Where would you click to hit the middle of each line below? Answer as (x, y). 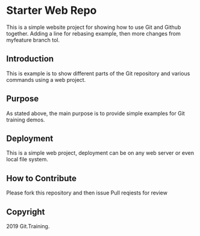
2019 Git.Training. (28, 226)
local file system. (27, 160)
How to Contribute (42, 178)
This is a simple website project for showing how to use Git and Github (94, 27)
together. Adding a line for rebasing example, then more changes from (93, 33)
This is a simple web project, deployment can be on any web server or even (100, 153)
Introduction (30, 59)
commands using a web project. (46, 79)
